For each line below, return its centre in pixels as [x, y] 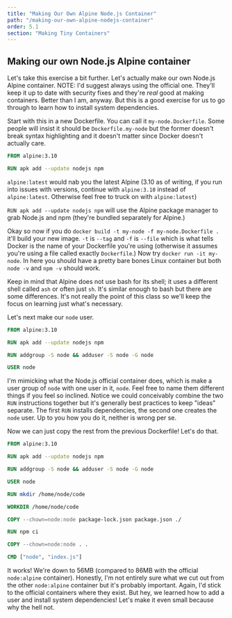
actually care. [27, 143]
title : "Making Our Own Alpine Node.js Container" [82, 14]
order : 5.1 [23, 26]
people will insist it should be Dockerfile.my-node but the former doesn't [110, 129]
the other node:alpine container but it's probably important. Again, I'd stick [114, 585]
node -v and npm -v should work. [54, 268]
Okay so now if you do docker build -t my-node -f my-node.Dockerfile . [113, 231]
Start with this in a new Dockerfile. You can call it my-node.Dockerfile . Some [116, 121]
